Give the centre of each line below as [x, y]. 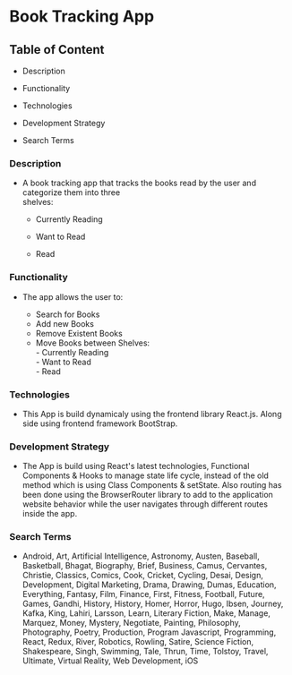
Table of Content [57, 50]
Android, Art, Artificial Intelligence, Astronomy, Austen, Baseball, [141, 556]
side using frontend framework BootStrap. [100, 423]
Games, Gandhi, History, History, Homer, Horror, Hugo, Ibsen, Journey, [153, 604]
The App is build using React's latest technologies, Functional [136, 466]
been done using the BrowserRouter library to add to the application [147, 495]
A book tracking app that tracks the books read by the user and [139, 183]
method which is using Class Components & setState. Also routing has [152, 485]
